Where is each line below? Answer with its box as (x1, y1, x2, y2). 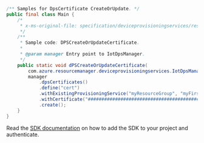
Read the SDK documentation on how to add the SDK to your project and (6, 124, 188, 131)
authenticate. (6, 131, 39, 138)
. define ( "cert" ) (38, 85, 80, 91)
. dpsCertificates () (38, 79, 88, 85)
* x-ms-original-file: (19, 23, 78, 29)
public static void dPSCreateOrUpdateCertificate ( (17, 62, 148, 68)
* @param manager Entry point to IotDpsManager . (19, 51, 146, 57)
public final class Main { (6, 11, 75, 18)
